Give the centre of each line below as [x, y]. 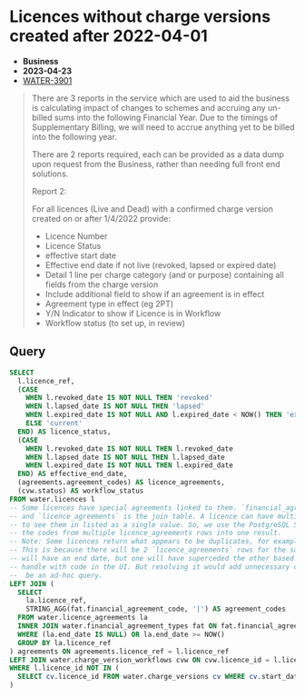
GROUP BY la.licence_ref [64, 642]
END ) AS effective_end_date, [73, 474]
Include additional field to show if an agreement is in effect [155, 294]
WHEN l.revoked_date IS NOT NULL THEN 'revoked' [119, 398]
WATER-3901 [47, 80]
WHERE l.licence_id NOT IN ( [64, 668]
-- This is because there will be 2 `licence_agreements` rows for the [148, 550]
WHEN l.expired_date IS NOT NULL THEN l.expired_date [129, 465]
